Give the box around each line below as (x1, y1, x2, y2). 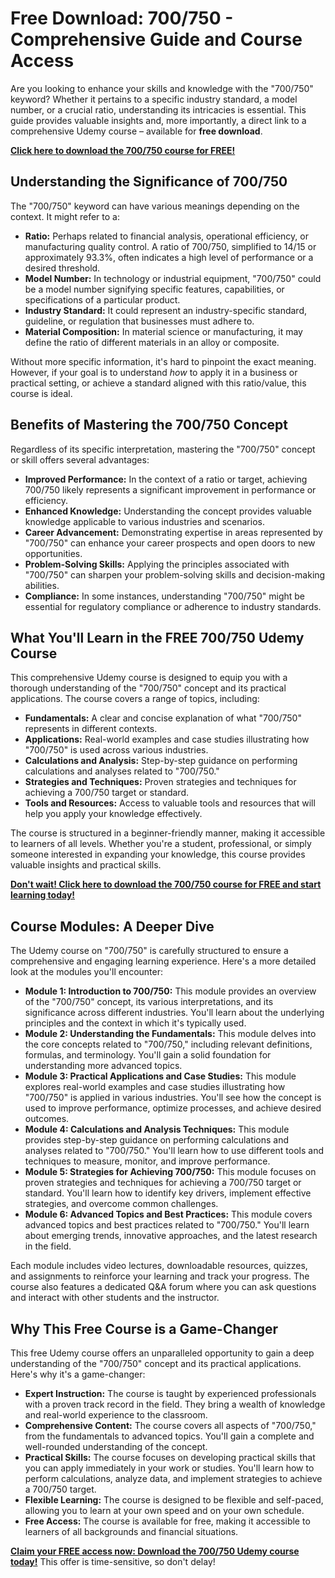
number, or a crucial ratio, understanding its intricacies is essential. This (10, 103, 307, 116)
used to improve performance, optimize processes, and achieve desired (24, 1102, 322, 1114)
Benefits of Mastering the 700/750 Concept (10, 417, 288, 434)
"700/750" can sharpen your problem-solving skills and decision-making (24, 568, 326, 581)
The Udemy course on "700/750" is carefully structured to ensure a (10, 945, 289, 957)
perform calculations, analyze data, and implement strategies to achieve (24, 1473, 323, 1484)
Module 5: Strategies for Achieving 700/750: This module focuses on (24, 1166, 317, 1178)
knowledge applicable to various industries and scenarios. (24, 515, 265, 527)
